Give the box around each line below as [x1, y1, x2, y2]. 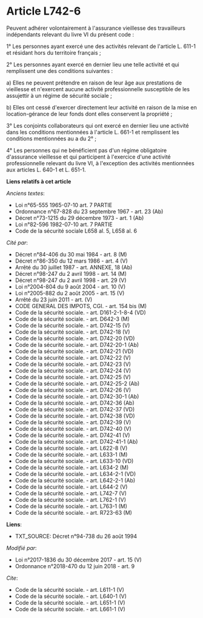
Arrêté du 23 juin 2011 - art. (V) [15, 296, 93, 303]
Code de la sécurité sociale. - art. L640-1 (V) [15, 592, 127, 600]
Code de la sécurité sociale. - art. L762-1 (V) [15, 496, 126, 503]
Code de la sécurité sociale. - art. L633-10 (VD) [15, 457, 134, 464]
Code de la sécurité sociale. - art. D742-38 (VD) [15, 412, 135, 419]
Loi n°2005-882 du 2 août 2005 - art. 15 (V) [15, 289, 125, 297]
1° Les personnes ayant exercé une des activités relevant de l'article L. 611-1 [6, 43, 196, 50]
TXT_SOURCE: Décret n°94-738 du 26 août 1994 [15, 532, 138, 540]
